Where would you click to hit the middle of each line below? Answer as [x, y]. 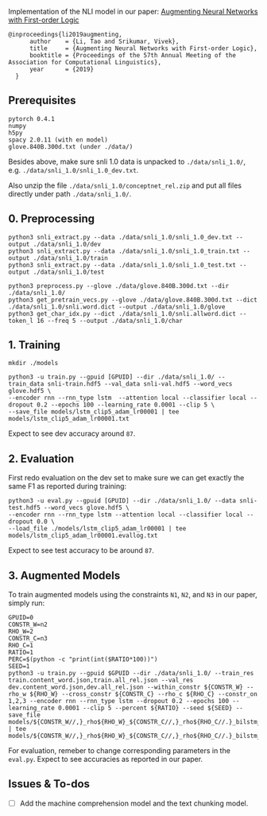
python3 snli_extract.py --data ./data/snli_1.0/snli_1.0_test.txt [122, 265]
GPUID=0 [21, 618]
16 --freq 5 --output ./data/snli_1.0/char [110, 321]
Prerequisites [42, 101]
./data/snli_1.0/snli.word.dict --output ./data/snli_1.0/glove [117, 307]
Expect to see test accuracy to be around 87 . [81, 550]
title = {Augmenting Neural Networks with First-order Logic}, [143, 49]
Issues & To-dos [49, 784]
